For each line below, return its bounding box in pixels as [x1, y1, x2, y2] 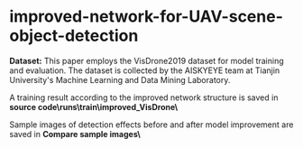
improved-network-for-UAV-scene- [9, 6, 284, 27]
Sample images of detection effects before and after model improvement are [9, 119, 294, 130]
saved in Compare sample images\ [9, 128, 142, 139]
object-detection [9, 25, 139, 46]
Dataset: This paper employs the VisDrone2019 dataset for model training [9, 55, 284, 66]
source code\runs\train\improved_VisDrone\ [9, 101, 179, 112]
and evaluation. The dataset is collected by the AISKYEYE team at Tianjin [9, 65, 280, 76]
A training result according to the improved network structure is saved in [9, 92, 279, 103]
